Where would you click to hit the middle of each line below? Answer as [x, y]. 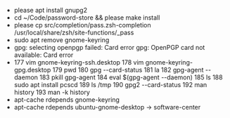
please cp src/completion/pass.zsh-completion [82, 25]
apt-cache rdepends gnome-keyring [66, 100]
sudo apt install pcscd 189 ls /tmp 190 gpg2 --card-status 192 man [110, 85]
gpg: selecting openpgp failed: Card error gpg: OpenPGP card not [109, 47]
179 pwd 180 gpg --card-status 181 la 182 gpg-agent [128, 70]
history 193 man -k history [52, 92]
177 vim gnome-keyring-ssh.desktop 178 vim [79, 62]
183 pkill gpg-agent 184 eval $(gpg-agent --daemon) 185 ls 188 [131, 77]
